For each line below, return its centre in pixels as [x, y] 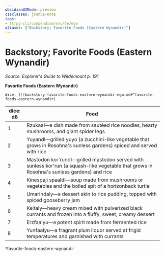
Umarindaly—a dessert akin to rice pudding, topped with [92, 194]
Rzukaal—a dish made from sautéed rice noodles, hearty [92, 125]
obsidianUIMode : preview [30, 10]
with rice [36, 152]
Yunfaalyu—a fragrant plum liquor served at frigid [83, 230]
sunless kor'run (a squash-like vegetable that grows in [89, 166]
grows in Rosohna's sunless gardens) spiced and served [92, 145]
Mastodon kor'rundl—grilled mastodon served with [85, 160]
